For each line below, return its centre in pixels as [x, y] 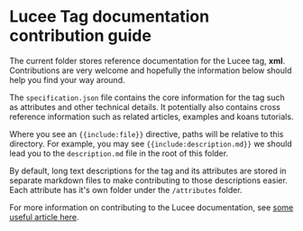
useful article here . [44, 217]
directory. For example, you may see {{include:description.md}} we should [151, 143]
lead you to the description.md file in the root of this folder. [119, 153]
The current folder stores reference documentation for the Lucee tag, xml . [147, 60]
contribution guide [80, 36]
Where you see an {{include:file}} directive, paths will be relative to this [147, 134]
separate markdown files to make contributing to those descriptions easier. [149, 180]
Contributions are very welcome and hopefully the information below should [151, 70]
